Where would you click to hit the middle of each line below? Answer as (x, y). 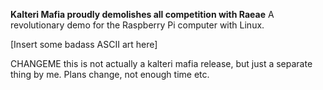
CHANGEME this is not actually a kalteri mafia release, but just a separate (161, 63)
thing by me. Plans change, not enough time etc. (110, 74)
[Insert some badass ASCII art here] (84, 44)
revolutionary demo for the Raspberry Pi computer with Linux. (137, 25)
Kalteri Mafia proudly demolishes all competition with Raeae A (142, 14)
